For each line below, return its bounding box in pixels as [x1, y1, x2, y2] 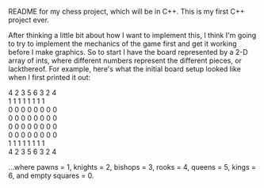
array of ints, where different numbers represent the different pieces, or [8, 56, 242, 65]
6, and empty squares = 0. [8, 171, 94, 180]
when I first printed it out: [8, 73, 91, 82]
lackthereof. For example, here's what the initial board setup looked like [8, 64, 242, 74]
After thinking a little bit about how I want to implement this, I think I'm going [8, 31, 257, 40]
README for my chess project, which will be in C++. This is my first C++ [8, 7, 245, 16]
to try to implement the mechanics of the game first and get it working [8, 39, 237, 48]
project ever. [8, 15, 50, 25]
